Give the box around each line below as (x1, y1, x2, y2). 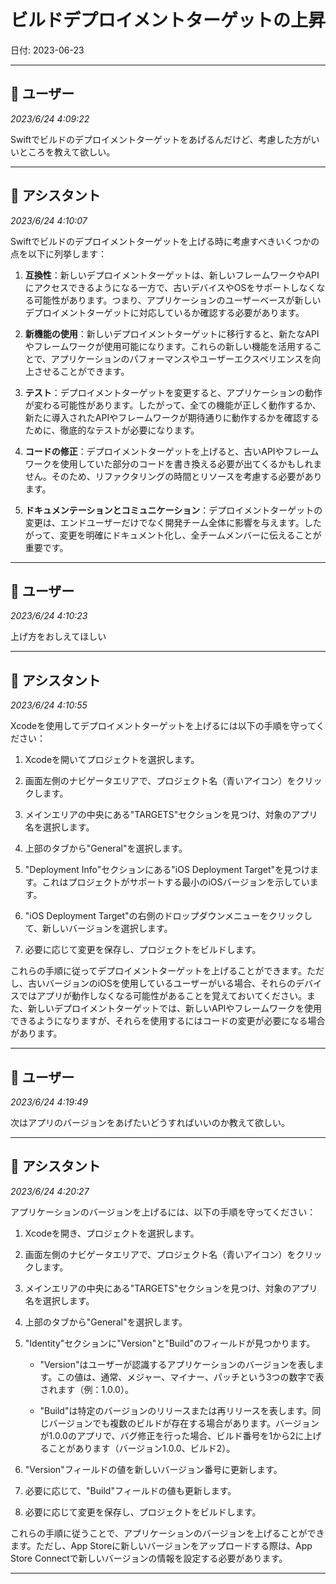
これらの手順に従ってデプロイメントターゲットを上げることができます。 (10, 965, 307, 977)
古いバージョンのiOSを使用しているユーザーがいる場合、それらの (27, 977, 297, 990)
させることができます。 (33, 365, 130, 377)
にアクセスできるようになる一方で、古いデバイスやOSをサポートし (24, 281, 300, 293)
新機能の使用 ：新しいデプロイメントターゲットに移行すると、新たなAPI (24, 327, 320, 340)
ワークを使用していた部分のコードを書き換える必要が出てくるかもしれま (24, 457, 323, 470)
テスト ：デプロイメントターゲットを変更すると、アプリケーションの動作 (24, 386, 323, 398)
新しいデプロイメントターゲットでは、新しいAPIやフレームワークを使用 (27, 1002, 322, 1015)
